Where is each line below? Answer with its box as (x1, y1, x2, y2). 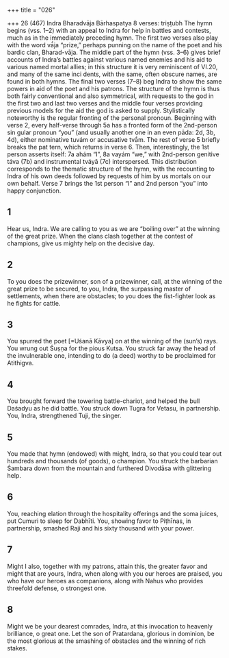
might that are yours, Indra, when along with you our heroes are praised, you (7, 569, 223, 578)
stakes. (7, 644, 27, 652)
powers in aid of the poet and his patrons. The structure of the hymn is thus (7, 85, 220, 93)
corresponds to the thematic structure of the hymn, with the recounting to (7, 164, 215, 173)
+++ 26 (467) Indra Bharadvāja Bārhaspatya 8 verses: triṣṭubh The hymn (7, 19, 213, 27)
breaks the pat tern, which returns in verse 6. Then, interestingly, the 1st (7, 143, 210, 151)
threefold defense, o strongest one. (7, 584, 107, 592)
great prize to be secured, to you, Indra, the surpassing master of (7, 284, 191, 293)
